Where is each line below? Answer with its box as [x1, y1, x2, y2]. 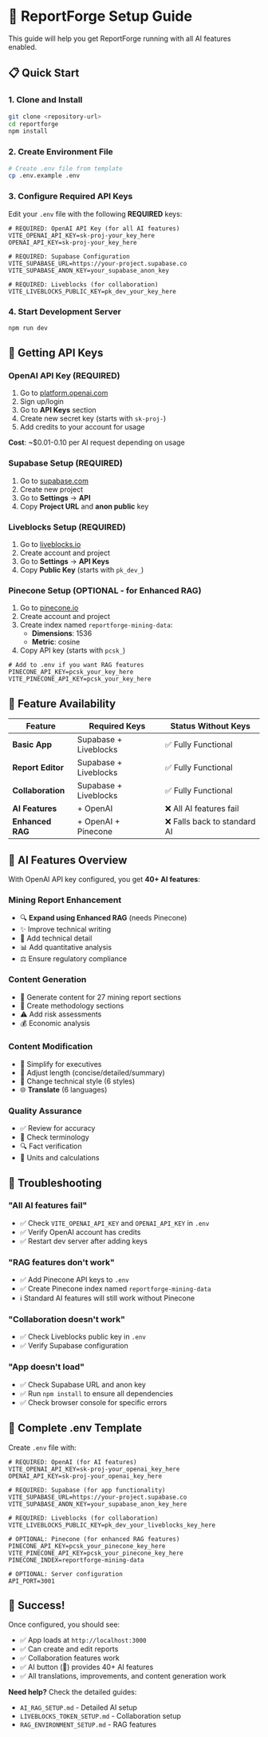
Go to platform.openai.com [19, 388, 108, 398]
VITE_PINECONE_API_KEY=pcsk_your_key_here [8, 675, 152, 683]
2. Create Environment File [8, 146, 113, 158]
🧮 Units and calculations [19, 1153, 100, 1163]
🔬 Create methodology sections [19, 1000, 124, 1010]
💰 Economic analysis [19, 1018, 90, 1028]
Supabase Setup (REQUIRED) [8, 457, 124, 469]
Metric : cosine [31, 637, 81, 647]
